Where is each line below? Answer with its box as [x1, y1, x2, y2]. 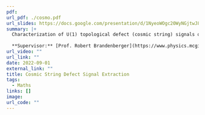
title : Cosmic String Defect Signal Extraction [6, 71, 130, 77]
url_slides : [6, 20, 37, 26]
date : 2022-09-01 [6, 60, 51, 66]
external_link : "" [6, 65, 53, 72]
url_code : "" [6, 99, 40, 105]
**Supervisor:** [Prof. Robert [12, 43, 92, 49]
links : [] [6, 88, 32, 94]
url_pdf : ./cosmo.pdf [6, 15, 62, 21]
